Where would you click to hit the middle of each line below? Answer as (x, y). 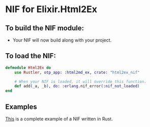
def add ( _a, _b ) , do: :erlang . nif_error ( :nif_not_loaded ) (77, 86)
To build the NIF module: (45, 28)
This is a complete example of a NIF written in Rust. (59, 119)
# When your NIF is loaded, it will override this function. (80, 81)
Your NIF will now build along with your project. (62, 40)
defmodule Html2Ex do (28, 68)
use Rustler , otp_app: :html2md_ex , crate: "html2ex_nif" (77, 72)
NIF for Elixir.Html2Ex (51, 9)
